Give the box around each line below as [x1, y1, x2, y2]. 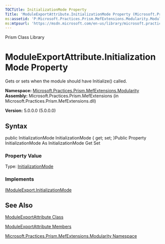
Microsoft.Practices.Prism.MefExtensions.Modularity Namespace [5, 233, 137, 239]
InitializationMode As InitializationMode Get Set [5, 140, 101, 146]
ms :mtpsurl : [5, 21, 29, 26]
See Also [5, 201, 33, 209]
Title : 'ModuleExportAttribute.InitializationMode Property [5, 12, 131, 17]
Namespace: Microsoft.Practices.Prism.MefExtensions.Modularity [5, 88, 139, 94]
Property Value [5, 152, 42, 159]
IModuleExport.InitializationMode [5, 187, 72, 193]
